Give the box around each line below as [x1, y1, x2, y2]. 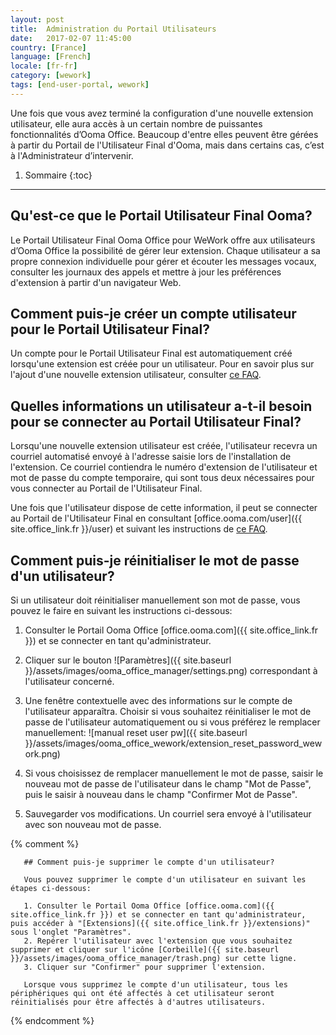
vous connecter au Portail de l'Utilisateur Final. [10, 482, 203, 495]
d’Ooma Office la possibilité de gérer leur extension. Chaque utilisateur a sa [10, 244, 321, 256]
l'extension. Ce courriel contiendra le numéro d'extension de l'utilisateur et [10, 461, 318, 473]
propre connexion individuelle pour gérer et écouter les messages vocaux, [10, 255, 317, 267]
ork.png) [24, 748, 61, 760]
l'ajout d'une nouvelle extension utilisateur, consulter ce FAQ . [10, 369, 262, 381]
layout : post [10, 14, 65, 25]
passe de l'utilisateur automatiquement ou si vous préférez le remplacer [24, 716, 321, 728]
